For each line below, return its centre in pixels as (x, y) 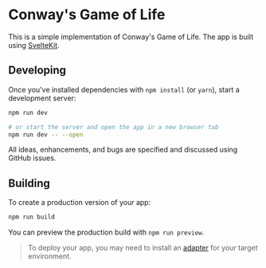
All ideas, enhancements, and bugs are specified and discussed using (123, 150)
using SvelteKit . (34, 45)
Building (29, 183)
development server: (42, 98)
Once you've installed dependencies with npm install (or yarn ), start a (124, 89)
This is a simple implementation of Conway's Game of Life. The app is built (131, 37)
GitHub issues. (32, 158)
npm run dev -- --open (46, 134)
